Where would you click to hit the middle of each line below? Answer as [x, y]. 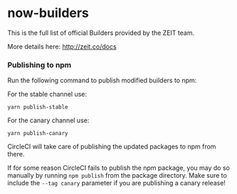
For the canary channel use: [48, 120]
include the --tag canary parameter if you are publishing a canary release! [117, 183]
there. [16, 154]
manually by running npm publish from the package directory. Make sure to [117, 176]
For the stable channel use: [47, 95]
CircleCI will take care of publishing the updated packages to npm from [112, 146]
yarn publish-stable [38, 107]
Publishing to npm [39, 65]
